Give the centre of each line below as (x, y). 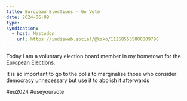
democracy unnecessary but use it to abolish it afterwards (78, 80)
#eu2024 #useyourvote (35, 92)
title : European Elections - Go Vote (53, 12)
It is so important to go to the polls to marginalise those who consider (91, 74)
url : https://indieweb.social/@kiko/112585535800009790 (88, 39)
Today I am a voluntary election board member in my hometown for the (93, 56)
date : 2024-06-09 (28, 17)
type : (13, 23)
